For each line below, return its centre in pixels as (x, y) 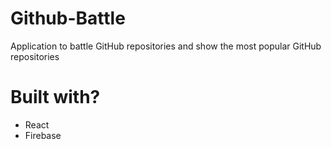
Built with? (55, 97)
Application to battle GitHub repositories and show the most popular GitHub (166, 46)
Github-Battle (68, 18)
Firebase (43, 135)
